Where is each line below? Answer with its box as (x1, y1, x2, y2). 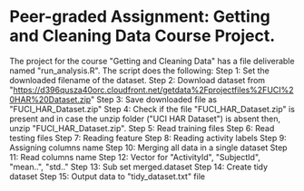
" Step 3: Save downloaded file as (90, 93, 218, 105)
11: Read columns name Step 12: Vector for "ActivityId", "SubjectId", (9, 151, 261, 162)
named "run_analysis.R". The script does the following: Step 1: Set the (9, 65, 270, 76)
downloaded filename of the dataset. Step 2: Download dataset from (9, 74, 266, 85)
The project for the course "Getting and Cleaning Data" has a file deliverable (9, 55, 295, 66)
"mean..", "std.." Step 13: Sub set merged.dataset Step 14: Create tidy (9, 161, 269, 172)
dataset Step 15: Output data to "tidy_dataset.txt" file (9, 170, 206, 182)
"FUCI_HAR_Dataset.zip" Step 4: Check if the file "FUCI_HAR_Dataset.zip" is (9, 103, 295, 114)
